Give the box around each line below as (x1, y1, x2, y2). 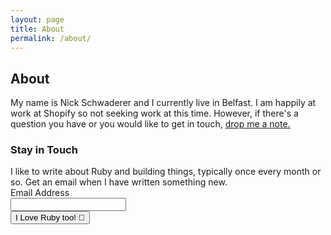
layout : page (10, 14, 65, 25)
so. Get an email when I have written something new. (10, 176, 228, 188)
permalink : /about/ (10, 33, 92, 43)
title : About (10, 24, 65, 34)
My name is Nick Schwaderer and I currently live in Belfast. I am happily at (10, 97, 317, 109)
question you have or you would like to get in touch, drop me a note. (10, 118, 291, 130)
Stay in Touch (10, 143, 78, 157)
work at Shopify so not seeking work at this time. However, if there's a (10, 107, 299, 120)
